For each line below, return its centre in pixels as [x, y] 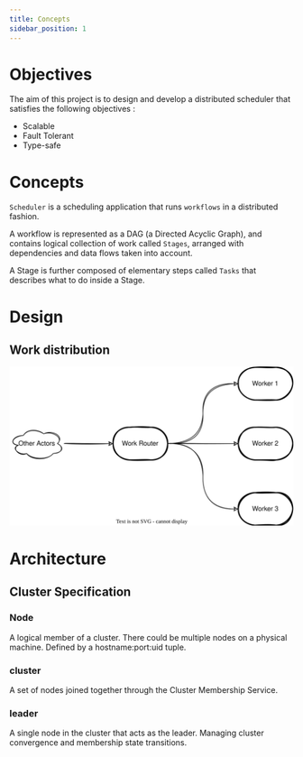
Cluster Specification [70, 592]
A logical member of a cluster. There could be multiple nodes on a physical [148, 637]
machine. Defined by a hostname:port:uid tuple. [98, 647]
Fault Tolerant [48, 136]
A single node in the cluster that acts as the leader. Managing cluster [137, 733]
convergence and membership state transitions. [98, 743]
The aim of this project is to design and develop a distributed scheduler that [150, 99]
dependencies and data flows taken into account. [101, 254]
